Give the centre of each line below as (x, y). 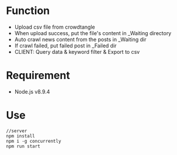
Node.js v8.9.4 (32, 91)
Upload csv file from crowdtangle (55, 27)
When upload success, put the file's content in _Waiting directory (93, 33)
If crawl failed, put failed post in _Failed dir (65, 46)
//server (17, 131)
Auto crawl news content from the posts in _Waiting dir (80, 39)
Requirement (38, 76)
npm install (20, 136)
